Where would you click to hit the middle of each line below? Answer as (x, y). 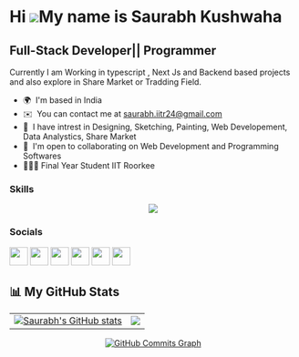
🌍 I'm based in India (62, 100)
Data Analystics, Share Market (79, 137)
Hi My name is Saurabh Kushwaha (146, 17)
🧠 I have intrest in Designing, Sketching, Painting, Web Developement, (155, 127)
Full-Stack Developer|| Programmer (113, 51)
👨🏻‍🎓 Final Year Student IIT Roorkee (88, 165)
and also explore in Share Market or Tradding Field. (106, 82)
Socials (26, 232)
